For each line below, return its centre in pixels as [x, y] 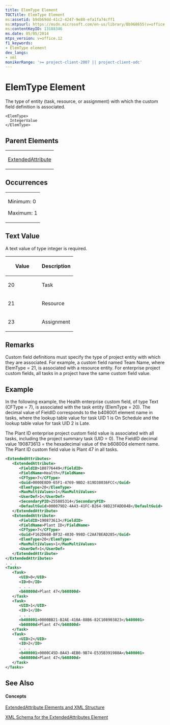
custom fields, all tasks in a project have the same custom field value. [78, 373]
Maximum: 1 [23, 213]
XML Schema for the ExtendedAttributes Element [57, 717]
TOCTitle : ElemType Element [35, 15]
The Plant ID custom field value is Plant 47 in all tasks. [62, 449]
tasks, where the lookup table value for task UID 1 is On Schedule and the [82, 418]
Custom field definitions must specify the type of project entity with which [83, 357]
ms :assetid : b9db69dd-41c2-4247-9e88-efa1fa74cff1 [60, 19]
